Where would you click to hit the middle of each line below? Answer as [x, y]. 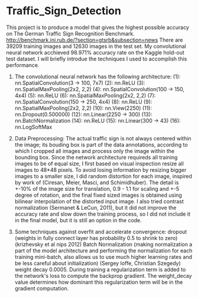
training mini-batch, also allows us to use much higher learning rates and [103, 257]
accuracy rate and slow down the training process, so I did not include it [103, 214]
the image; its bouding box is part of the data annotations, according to [101, 145]
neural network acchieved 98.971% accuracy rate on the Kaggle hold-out [95, 52]
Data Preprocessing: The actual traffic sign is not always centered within [103, 138]
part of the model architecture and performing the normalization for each [103, 251]
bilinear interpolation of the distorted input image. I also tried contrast [99, 201]
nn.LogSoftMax [33, 127]
